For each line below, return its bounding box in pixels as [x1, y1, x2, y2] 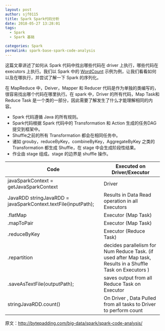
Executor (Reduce [104, 227, 145, 234]
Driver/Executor [111, 169, 150, 176]
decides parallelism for [104, 241, 156, 248]
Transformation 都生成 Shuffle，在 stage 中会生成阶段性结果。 [12, 145, 138, 150]
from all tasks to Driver [104, 301, 156, 307]
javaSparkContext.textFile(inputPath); [7, 200, 94, 207]
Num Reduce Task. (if [104, 248, 154, 255]
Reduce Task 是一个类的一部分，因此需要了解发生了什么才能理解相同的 [5, 97, 149, 103]
